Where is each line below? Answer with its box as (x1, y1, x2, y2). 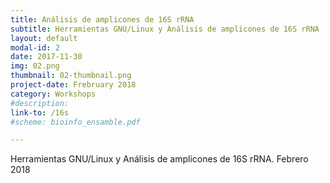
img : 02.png (10, 61, 60, 71)
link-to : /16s (10, 107, 70, 118)
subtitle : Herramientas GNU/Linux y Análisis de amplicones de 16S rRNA (10, 24, 320, 34)
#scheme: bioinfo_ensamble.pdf (10, 117, 141, 127)
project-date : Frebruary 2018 (10, 80, 137, 90)
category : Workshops (10, 89, 97, 99)
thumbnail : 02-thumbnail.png (10, 71, 132, 81)
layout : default (10, 33, 78, 43)
